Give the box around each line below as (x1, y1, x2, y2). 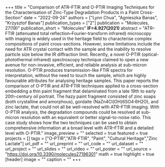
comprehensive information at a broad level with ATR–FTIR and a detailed (5, 125, 154, 130)
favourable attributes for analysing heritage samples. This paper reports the (5, 78, 159, 83)
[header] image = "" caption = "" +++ (5, 157, 81, 162)
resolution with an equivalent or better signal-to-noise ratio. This (20, 115, 151, 120)
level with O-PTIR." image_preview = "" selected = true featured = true (5, 130, 148, 136)
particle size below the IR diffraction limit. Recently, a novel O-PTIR (5, 51, 141, 57)
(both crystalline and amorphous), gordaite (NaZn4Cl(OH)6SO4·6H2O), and (5, 99, 159, 104)
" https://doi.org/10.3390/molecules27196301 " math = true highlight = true (5, 151, 155, 157)
